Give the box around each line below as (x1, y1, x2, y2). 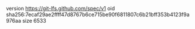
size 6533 (22, 17, 47, 24)
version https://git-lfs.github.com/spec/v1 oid (6, 5, 115, 12)
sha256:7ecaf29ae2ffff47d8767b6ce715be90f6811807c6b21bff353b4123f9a (6, 11, 190, 18)
